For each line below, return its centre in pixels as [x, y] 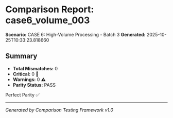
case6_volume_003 [48, 20]
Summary [21, 56]
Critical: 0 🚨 [26, 74]
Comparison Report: [50, 9]
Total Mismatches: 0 [35, 68]
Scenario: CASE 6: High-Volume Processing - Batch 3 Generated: [75, 34]
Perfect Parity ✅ [23, 95]
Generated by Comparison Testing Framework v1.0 [59, 110]
